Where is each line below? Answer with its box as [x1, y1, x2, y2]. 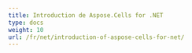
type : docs [8, 19, 44, 26]
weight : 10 [8, 26, 44, 34]
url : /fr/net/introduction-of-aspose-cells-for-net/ [8, 33, 185, 41]
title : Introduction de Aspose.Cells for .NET [8, 11, 164, 19]
